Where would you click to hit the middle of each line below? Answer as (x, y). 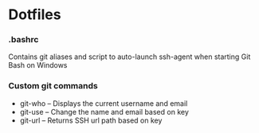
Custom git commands (53, 86)
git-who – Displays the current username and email (104, 103)
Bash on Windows (38, 65)
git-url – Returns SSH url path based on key (91, 120)
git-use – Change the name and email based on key (104, 111)
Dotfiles (35, 15)
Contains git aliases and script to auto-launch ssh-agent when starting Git (129, 57)
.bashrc (24, 40)
